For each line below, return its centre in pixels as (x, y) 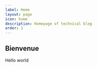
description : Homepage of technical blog (49, 24)
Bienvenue (22, 48)
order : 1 (14, 28)
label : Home (17, 10)
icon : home (16, 19)
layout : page (19, 14)
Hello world (17, 60)
